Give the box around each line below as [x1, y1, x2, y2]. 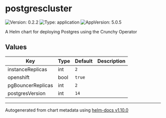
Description [97, 58, 126, 64]
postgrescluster [5, 3, 73, 14]
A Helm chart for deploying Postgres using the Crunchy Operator [5, 29, 137, 34]
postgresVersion [7, 89, 46, 96]
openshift [7, 74, 30, 81]
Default [75, 58, 93, 64]
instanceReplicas [7, 66, 47, 73]
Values [5, 43, 27, 52]
